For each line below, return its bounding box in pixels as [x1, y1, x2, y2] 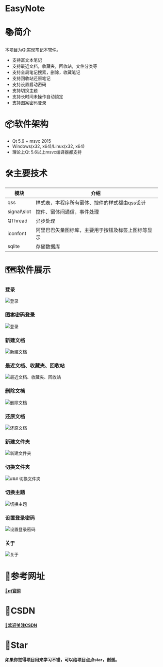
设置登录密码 [5, 515, 35, 521]
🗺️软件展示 [5, 265, 51, 276]
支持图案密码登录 [12, 100, 47, 106]
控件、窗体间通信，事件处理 [35, 209, 99, 215]
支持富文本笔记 [12, 57, 42, 63]
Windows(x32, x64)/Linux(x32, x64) [12, 143, 85, 149]
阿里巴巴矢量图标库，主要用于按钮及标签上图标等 [35, 227, 148, 233]
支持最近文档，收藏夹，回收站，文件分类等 [12, 63, 98, 69]
